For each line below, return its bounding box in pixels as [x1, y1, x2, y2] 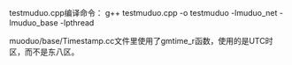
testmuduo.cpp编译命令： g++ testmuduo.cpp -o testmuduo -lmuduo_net [9, 8, 278, 18]
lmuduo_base [9, 18, 59, 28]
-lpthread [60, 18, 95, 28]
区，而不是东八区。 [9, 47, 80, 57]
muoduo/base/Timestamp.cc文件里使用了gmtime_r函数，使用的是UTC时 [9, 36, 273, 46]
